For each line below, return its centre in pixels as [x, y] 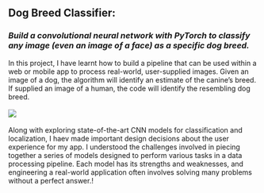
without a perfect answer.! [51, 180]
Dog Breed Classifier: [62, 13]
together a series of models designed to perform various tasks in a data [125, 155]
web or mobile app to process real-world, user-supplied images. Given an [129, 71]
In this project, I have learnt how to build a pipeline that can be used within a [132, 63]
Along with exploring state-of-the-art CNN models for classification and [126, 129]
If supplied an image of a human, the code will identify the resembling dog [130, 88]
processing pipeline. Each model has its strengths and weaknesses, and [126, 164]
